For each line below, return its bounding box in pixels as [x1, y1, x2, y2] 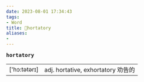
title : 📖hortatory [6, 25, 51, 31]
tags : [6, 14, 19, 20]
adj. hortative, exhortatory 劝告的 [44, 66, 135, 74]
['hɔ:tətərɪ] [9, 66, 39, 73]
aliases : [6, 30, 28, 36]
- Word [6, 19, 22, 25]
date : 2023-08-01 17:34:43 [6, 8, 72, 15]
